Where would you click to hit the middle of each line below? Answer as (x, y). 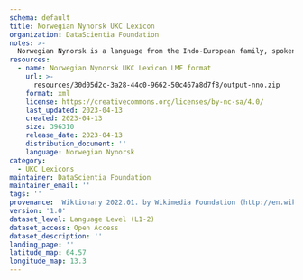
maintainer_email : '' (50, 186)
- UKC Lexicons (46, 169)
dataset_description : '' (56, 236)
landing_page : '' (42, 245)
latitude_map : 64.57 (48, 253)
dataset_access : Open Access (64, 228)
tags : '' (26, 194)
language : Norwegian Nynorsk (80, 152)
